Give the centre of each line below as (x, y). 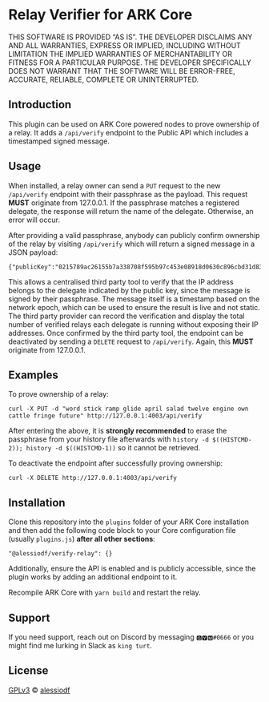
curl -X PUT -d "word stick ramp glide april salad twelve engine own (128, 409)
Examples (33, 375)
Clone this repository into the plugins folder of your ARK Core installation (129, 522)
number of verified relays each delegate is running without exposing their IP (133, 324)
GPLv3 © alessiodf (39, 690)
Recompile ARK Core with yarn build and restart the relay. (105, 593)
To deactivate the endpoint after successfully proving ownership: (116, 463)
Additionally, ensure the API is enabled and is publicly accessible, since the (132, 569)
